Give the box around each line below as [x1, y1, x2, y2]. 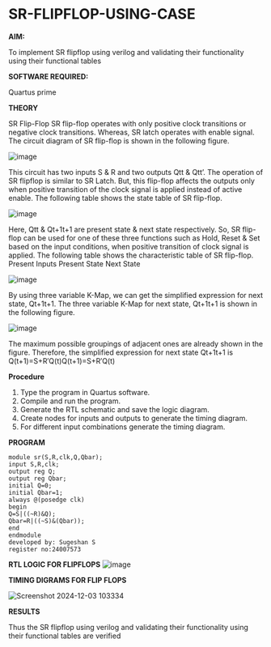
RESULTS [8, 607, 40, 616]
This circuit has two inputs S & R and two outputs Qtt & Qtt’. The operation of [8, 167, 264, 177]
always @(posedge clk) [8, 496, 85, 504]
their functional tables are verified [8, 631, 121, 641]
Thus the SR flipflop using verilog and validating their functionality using [8, 622, 249, 632]
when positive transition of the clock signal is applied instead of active [8, 184, 243, 194]
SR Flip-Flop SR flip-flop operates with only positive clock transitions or [8, 118, 247, 128]
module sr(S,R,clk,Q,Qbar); [8, 453, 104, 462]
